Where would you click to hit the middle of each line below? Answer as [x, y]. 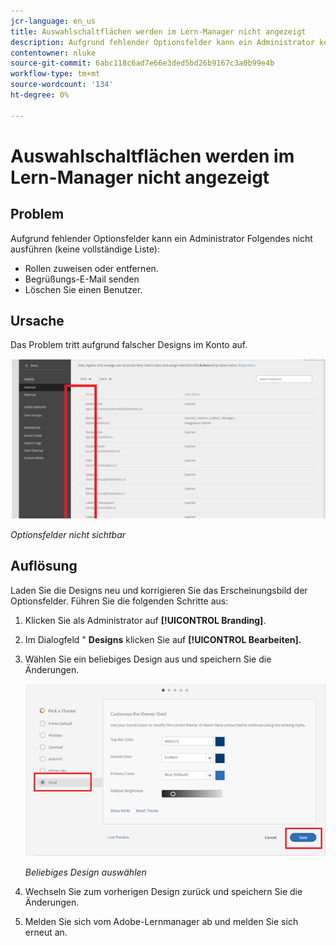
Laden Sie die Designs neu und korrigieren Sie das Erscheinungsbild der [159, 590]
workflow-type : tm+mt [55, 74]
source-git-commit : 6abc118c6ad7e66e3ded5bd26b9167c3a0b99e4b [142, 63]
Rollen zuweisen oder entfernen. [91, 268]
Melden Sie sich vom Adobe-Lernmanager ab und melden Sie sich [161, 921]
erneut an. [46, 932]
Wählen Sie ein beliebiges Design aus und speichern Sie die [148, 659]
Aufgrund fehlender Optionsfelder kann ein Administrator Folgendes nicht [161, 238]
